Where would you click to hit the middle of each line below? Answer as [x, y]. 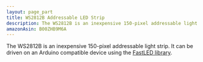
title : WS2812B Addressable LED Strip [55, 18]
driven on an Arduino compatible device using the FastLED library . [89, 53]
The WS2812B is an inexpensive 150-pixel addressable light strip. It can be [100, 46]
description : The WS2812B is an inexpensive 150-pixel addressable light [102, 23]
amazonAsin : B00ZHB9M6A [37, 29]
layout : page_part [30, 12]
